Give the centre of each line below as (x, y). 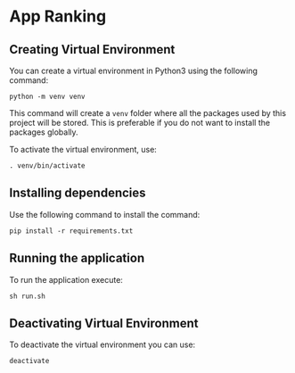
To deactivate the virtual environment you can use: (102, 344)
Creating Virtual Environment (92, 50)
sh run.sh (28, 296)
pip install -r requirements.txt (71, 231)
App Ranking (58, 17)
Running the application (77, 258)
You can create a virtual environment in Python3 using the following (134, 70)
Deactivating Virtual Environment (104, 323)
